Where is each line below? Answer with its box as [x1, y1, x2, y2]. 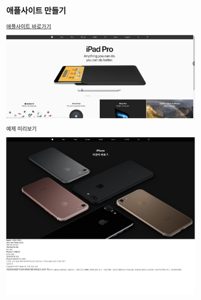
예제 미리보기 [6, 125, 37, 132]
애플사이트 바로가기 [6, 23, 51, 30]
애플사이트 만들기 [6, 5, 66, 16]
